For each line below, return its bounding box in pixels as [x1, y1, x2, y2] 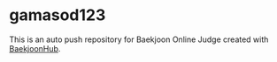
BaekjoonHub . [9, 43, 61, 53]
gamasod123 [9, 5, 106, 25]
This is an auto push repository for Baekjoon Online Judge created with [9, 34, 269, 45]
